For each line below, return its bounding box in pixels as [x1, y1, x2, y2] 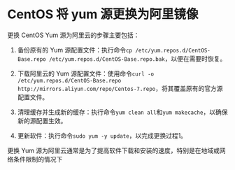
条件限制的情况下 [13, 155, 63, 163]
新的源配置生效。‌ [17, 116, 67, 125]
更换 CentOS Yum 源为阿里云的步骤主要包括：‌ [7, 31, 140, 39]
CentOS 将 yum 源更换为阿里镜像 [7, 6, 199, 22]
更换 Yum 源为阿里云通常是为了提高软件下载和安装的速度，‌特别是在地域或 [7, 146, 220, 155]
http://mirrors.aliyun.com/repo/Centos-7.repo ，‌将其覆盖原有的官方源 [17, 84, 223, 92]
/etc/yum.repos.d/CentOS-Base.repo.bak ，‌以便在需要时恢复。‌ [48, 54, 227, 63]
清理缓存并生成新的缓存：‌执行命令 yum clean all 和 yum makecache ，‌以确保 [17, 108, 228, 116]
